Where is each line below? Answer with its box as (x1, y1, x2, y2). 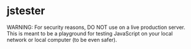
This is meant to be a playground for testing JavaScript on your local (6, 30, 173, 37)
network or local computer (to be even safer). (6, 36, 117, 43)
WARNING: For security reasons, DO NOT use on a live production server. (6, 24, 186, 31)
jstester (6, 4, 45, 18)
